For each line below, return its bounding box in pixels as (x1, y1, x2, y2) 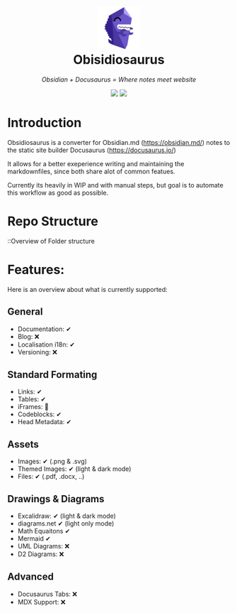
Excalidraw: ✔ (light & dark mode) (17, 511, 117, 521)
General (7, 305, 44, 318)
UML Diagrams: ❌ (17, 542, 70, 550)
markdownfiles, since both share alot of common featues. (7, 167, 175, 175)
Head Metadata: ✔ (17, 418, 72, 426)
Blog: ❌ (17, 332, 40, 340)
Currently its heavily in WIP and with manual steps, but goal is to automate (7, 180, 224, 189)
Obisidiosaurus (73, 52, 165, 68)
